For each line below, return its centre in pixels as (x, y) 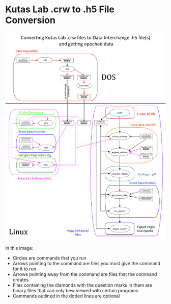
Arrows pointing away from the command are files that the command (85, 274)
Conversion (31, 20)
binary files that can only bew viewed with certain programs (75, 291)
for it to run (24, 269)
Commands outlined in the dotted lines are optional (66, 296)
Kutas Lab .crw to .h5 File (60, 9)
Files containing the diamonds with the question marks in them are (82, 285)
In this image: (19, 248)
